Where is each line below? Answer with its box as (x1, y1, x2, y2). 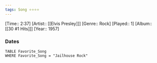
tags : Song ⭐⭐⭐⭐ (5, 7, 40, 12)
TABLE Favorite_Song (5, 49, 47, 54)
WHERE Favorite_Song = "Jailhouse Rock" (5, 53, 88, 58)
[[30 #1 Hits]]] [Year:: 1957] (5, 25, 59, 32)
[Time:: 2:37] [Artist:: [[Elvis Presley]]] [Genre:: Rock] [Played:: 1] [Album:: (5, 21, 152, 26)
